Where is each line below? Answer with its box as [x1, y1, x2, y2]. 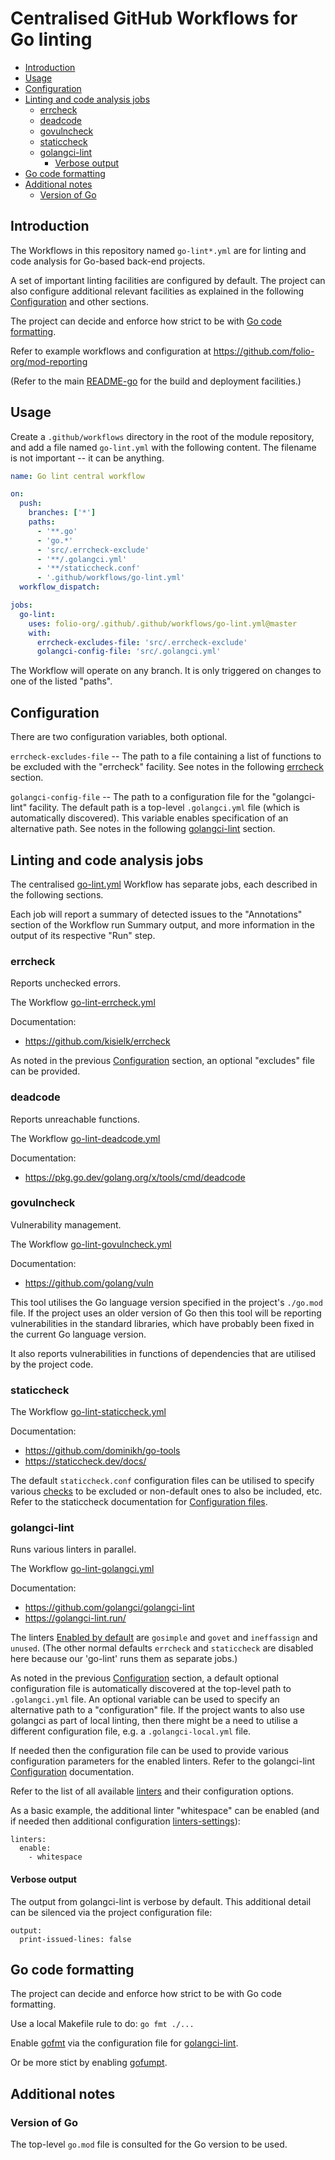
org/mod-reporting [10, 355, 88, 367]
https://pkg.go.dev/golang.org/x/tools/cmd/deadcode [24, 1171, 246, 1183]
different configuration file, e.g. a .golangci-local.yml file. [10, 1725, 252, 1737]
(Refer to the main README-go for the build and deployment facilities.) [10, 375, 302, 387]
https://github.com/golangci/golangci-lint [24, 1602, 195, 1614]
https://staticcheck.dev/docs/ [24, 1455, 147, 1467]
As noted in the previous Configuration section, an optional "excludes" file [10, 1055, 316, 1067]
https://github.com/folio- [213, 345, 315, 357]
